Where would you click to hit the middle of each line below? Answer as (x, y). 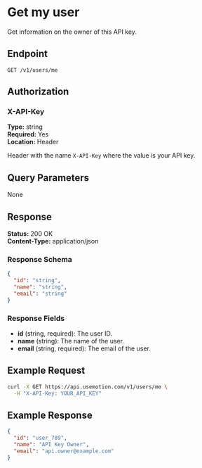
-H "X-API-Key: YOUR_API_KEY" (58, 393)
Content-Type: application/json (53, 241)
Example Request (46, 371)
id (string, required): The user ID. (65, 334)
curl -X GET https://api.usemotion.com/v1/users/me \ (88, 387)
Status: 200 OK (30, 234)
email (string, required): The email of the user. (84, 348)
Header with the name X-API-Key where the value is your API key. (101, 156)
